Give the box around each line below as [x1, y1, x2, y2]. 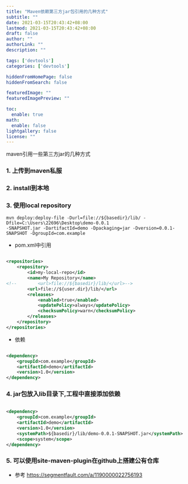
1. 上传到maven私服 [6, 166, 62, 175]
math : [6, 117, 19, 123]
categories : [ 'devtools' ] [6, 63, 70, 69]
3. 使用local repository [6, 201, 72, 210]
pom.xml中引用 [14, 241, 52, 248]
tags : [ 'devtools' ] [6, 57, 54, 64]
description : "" [6, 47, 46, 53]
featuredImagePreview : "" [6, 96, 70, 102]
